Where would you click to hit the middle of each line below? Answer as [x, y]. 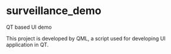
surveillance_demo [54, 11]
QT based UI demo [29, 27]
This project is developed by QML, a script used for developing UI [86, 38]
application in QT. [27, 45]
